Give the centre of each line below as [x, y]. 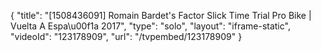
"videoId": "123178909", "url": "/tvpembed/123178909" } [126, 36]
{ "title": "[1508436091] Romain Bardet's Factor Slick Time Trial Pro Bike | [161, 15]
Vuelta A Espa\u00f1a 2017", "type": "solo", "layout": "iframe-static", [150, 26]
